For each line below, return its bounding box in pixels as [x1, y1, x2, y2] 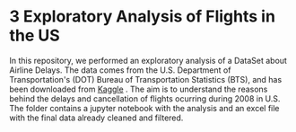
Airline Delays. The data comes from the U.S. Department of [9, 65, 231, 75]
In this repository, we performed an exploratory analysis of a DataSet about [9, 55, 287, 66]
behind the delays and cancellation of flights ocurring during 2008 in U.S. [9, 92, 281, 104]
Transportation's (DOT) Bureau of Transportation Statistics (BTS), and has [9, 74, 283, 84]
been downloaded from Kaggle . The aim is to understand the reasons [9, 84, 268, 94]
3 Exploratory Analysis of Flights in [9, 6, 276, 27]
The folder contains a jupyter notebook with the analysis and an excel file [9, 102, 280, 113]
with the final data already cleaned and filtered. [9, 112, 184, 123]
